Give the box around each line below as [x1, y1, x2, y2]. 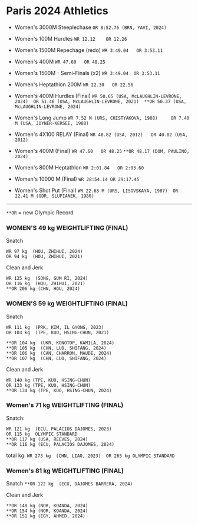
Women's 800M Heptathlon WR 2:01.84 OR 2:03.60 [14, 164, 144, 171]
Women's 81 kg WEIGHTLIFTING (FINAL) [6, 467, 124, 475]
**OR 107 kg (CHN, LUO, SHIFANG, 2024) [6, 356, 107, 361]
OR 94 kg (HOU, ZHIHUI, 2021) [6, 254, 83, 260]
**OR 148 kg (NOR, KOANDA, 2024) [6, 503, 88, 509]
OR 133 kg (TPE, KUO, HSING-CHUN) [6, 382, 91, 388]
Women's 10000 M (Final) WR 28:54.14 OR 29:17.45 [14, 175, 140, 182]
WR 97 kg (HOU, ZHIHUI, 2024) [6, 249, 83, 255]
